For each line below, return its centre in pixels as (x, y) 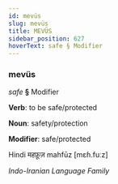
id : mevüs (25, 16)
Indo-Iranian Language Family (59, 171)
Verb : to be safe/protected (53, 108)
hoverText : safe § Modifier (56, 46)
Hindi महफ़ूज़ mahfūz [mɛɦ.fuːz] (58, 155)
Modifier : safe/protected (50, 139)
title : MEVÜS (30, 31)
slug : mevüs (28, 24)
